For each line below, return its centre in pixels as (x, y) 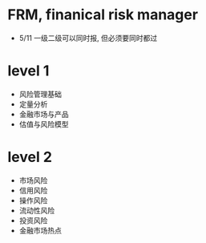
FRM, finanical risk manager (103, 15)
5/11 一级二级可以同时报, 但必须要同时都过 (88, 38)
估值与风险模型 (44, 124)
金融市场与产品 (44, 114)
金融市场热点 (40, 230)
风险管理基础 (40, 94)
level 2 (30, 157)
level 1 (28, 71)
